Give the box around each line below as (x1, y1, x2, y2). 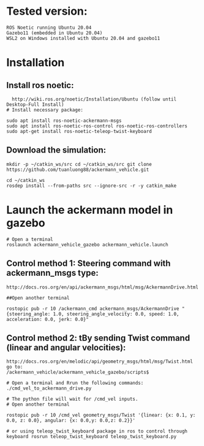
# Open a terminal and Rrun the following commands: (6, 380, 144, 387)
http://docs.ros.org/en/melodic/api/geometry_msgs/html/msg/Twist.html (6, 358, 193, 365)
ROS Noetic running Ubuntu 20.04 (6, 25, 92, 31)
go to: (6, 364, 23, 370)
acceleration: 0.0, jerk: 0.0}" (6, 316, 89, 322)
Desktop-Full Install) (6, 101, 64, 108)
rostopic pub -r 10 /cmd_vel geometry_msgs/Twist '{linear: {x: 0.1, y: (6, 412, 196, 418)
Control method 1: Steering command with (6, 259, 171, 269)
